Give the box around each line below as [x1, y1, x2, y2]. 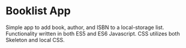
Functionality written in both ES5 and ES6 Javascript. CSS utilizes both [5, 30, 181, 37]
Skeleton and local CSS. [5, 36, 65, 43]
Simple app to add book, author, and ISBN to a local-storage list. [5, 24, 164, 31]
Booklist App [5, 4, 71, 18]
